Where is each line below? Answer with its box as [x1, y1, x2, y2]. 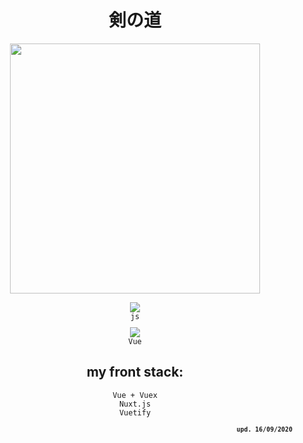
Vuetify [118, 407, 152, 418]
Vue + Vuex [112, 390, 158, 400]
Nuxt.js [118, 399, 152, 409]
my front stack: [86, 364, 184, 381]
